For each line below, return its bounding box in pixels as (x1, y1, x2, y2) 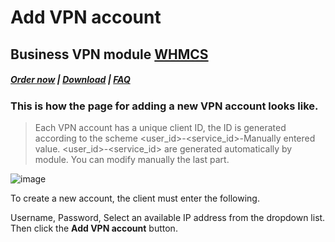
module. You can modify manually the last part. (34, 153, 230, 165)
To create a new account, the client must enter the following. (10, 192, 260, 204)
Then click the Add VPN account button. (10, 222, 178, 234)
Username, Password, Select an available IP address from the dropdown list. (10, 211, 326, 223)
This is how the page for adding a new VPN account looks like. (10, 99, 319, 113)
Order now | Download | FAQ (10, 74, 131, 86)
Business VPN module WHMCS (10, 46, 209, 63)
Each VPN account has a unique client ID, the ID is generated (34, 121, 287, 133)
